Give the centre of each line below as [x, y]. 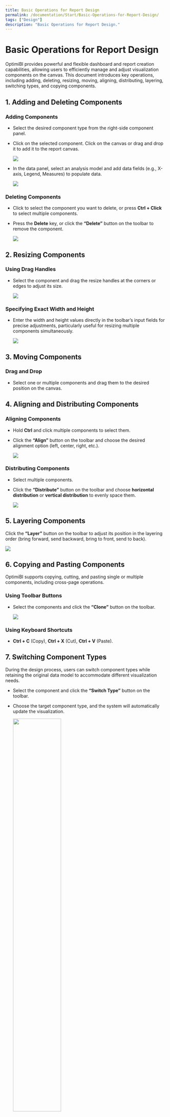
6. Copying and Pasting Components [65, 565]
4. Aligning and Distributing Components [72, 404]
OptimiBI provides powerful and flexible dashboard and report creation [80, 64]
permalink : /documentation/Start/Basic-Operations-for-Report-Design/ [82, 15]
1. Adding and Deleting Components [64, 102]
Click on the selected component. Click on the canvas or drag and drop [88, 143]
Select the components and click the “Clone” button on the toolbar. [84, 607]
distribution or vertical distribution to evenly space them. [74, 495]
